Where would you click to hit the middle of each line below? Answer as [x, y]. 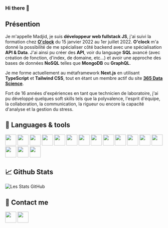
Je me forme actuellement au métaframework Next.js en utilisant [72, 73]
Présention [23, 24]
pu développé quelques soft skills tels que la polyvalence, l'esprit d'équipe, [83, 98]
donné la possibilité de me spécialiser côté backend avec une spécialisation [83, 47]
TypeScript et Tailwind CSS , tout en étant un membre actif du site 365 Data [84, 78]
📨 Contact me [27, 202]
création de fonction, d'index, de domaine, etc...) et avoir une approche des [83, 58]
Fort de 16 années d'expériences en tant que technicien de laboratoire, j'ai [82, 93]
